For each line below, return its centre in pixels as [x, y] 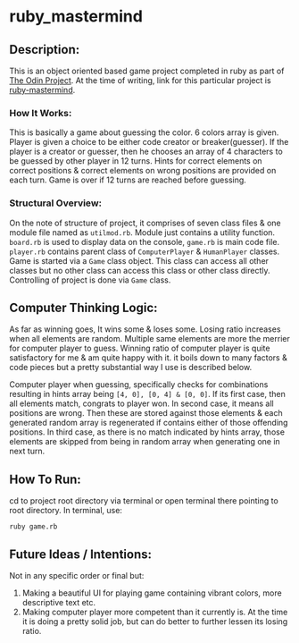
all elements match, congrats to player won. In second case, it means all [141, 403]
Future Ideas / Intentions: [81, 554]
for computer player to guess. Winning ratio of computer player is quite [140, 348]
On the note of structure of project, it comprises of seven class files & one [145, 223]
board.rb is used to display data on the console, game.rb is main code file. [144, 241]
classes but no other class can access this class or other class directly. [140, 270]
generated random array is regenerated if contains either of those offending [149, 423]
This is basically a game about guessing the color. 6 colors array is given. [144, 132]
